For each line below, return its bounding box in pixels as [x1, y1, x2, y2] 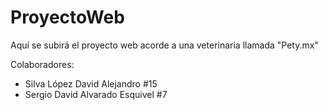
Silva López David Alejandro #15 [24, 77, 158, 90]
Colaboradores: [10, 58, 75, 70]
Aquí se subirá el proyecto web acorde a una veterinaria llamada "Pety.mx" [10, 39, 319, 51]
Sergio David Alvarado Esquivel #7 [24, 88, 168, 100]
